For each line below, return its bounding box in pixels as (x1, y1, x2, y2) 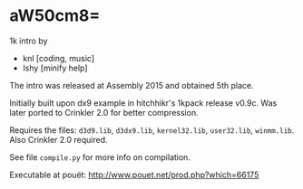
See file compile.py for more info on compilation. (9, 151, 191, 163)
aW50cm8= (9, 5, 101, 26)
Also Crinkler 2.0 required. (9, 134, 108, 145)
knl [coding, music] (22, 52, 95, 63)
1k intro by (9, 35, 48, 46)
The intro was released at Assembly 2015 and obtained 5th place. (9, 80, 254, 90)
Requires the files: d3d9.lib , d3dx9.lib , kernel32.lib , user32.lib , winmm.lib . (9, 124, 295, 136)
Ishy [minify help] (22, 62, 88, 73)
